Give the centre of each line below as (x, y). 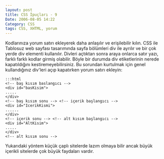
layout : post (19, 10)
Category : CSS (20, 24)
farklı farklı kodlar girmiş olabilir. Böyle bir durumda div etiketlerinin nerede (82, 59)
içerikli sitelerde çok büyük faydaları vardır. (50, 151)
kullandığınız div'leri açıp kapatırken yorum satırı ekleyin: (64, 70)
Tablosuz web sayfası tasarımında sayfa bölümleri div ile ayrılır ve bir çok (81, 48)
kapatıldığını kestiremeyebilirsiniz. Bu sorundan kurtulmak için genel (75, 65)
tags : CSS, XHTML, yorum (31, 29)
